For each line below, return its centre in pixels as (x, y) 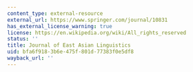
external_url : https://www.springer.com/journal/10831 (88, 20)
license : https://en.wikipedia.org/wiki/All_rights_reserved (97, 33)
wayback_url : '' (30, 58)
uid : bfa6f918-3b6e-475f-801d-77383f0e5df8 (71, 52)
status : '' (23, 39)
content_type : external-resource (55, 13)
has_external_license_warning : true (60, 26)
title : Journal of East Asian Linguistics (69, 45)
